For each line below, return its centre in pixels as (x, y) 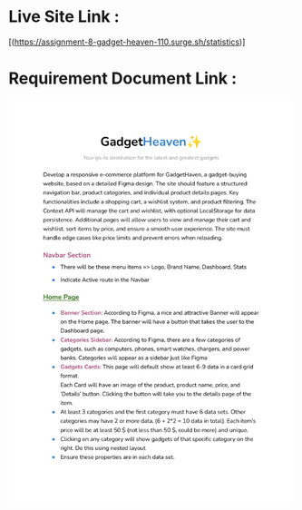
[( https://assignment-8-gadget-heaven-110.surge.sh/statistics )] (127, 42)
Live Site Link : (64, 17)
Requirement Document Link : (123, 78)
